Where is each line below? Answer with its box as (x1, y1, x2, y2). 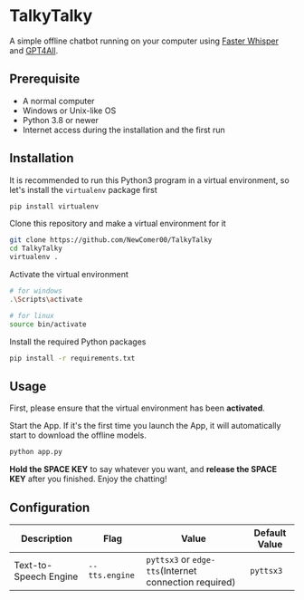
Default (253, 527, 287, 539)
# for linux (9, 311, 54, 320)
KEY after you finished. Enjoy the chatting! (9, 473, 167, 485)
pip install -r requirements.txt (9, 353, 136, 363)
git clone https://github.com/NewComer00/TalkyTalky (9, 236, 213, 245)
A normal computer (22, 95, 95, 106)
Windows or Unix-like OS (22, 105, 117, 116)
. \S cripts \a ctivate (9, 295, 83, 304)
